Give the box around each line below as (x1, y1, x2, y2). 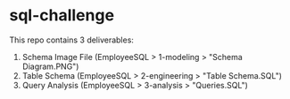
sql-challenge (9, 5, 114, 26)
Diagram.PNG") (21, 61, 79, 72)
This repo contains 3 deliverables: (9, 34, 134, 45)
